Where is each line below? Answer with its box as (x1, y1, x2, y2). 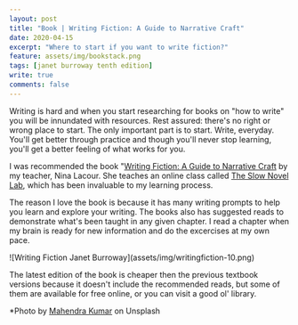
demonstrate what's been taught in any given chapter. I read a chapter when (9, 215, 290, 226)
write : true (9, 71, 53, 80)
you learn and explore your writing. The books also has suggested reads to (9, 206, 285, 217)
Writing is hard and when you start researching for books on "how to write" (9, 105, 285, 116)
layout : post (9, 14, 58, 23)
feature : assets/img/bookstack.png (9, 52, 141, 61)
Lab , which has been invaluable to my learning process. (9, 179, 213, 191)
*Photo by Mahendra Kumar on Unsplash (9, 305, 161, 316)
